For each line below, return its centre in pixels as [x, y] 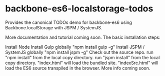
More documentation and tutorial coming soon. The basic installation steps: [83, 37]
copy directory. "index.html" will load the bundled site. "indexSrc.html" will [82, 63]
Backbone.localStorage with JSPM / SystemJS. [54, 27]
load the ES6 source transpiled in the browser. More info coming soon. [78, 68]
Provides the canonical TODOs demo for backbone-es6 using [69, 22]
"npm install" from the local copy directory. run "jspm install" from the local [82, 57]
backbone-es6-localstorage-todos [79, 9]
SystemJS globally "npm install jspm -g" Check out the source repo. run [79, 52]
